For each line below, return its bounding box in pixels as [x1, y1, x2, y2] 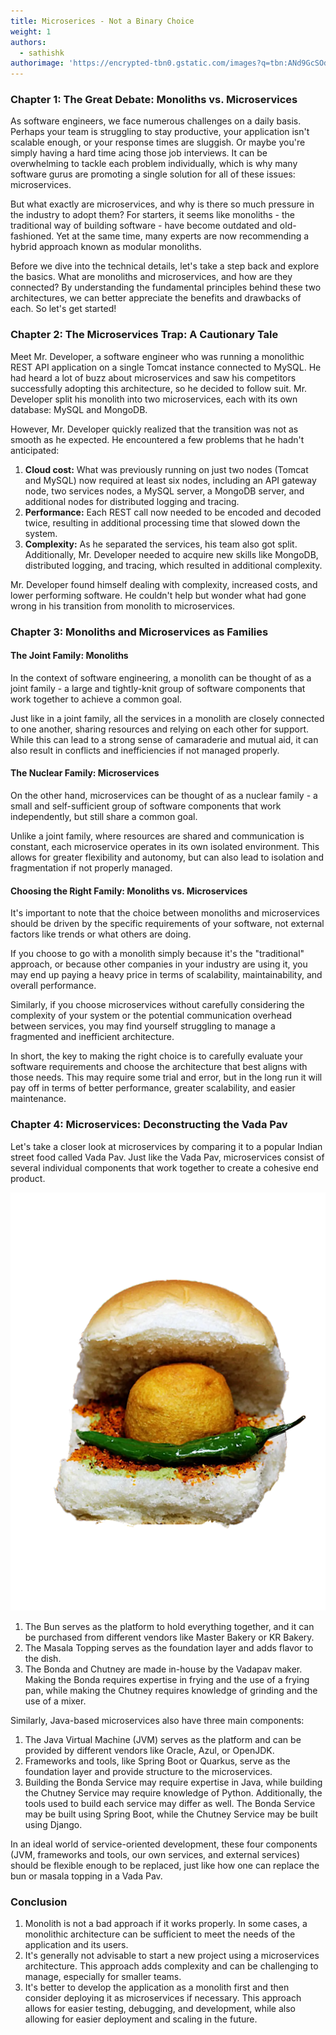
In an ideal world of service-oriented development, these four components [10, 1838, 318, 1850]
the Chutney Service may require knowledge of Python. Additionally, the [24, 1786, 323, 1799]
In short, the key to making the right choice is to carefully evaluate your [10, 1050, 304, 1062]
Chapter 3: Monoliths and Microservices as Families [10, 625, 269, 639]
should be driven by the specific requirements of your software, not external [10, 918, 325, 930]
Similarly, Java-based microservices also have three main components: [10, 1714, 305, 1726]
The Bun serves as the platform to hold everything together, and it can [24, 1620, 315, 1632]
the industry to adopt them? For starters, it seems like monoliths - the [10, 209, 295, 221]
